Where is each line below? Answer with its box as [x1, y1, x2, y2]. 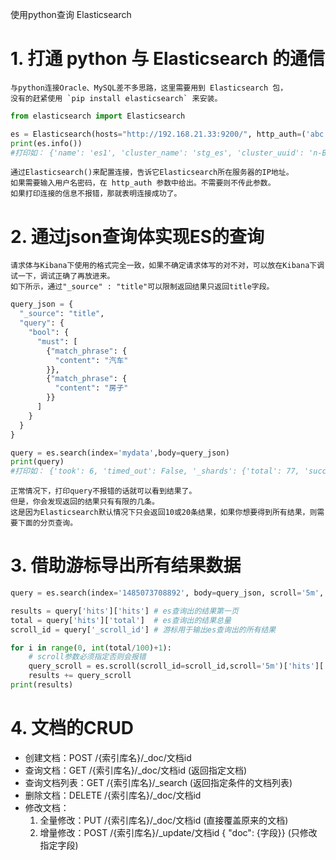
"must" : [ [36, 336, 78, 347]
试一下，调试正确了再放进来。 [10, 271, 115, 282]
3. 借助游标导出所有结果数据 [10, 554, 242, 577]
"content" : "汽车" [54, 355, 129, 365]
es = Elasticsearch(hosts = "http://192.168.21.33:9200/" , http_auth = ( [10, 129, 307, 139]
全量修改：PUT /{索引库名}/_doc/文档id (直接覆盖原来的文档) [39, 814, 289, 826]
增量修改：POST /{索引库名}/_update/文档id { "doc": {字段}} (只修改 [39, 826, 318, 838]
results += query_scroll [28, 671, 132, 681]
